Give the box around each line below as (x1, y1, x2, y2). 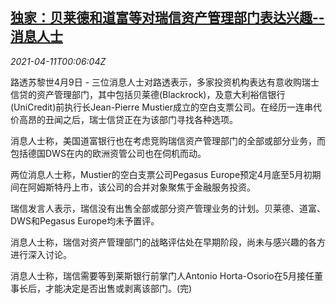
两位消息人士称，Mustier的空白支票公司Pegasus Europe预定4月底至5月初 (10, 168, 313, 180)
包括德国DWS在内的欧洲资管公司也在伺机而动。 (10, 147, 207, 159)
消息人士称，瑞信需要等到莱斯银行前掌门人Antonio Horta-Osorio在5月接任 (10, 269, 315, 282)
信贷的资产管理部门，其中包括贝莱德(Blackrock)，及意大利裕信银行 (10, 88, 286, 100)
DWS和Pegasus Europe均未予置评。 (10, 214, 160, 227)
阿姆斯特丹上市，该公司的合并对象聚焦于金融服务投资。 (27, 181, 256, 193)
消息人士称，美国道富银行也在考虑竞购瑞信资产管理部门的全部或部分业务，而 (10, 134, 326, 147)
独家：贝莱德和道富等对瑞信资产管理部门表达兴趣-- (10, 9, 325, 27)
